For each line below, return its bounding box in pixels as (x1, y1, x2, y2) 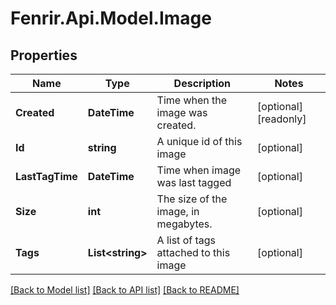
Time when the (156, 93, 228, 107)
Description (173, 77, 232, 90)
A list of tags (156, 233, 216, 247)
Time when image (156, 163, 242, 177)
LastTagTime (15, 170, 78, 183)
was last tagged (156, 176, 232, 189)
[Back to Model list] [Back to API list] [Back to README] (10, 284, 240, 296)
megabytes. (156, 217, 213, 231)
